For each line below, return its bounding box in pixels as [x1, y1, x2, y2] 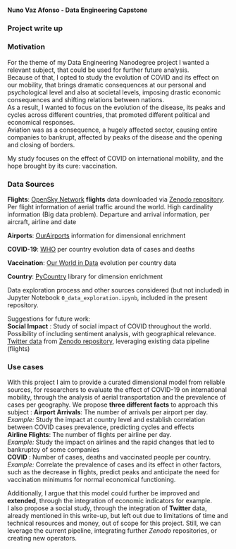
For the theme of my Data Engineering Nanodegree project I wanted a [7, 58, 210, 66]
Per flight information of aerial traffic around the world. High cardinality [7, 203, 213, 211]
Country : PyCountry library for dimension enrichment [7, 272, 163, 281]
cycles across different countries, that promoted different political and [7, 110, 210, 119]
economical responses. [7, 118, 75, 126]
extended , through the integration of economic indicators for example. [7, 497, 213, 505]
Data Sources [7, 179, 55, 189]
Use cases [7, 362, 44, 372]
